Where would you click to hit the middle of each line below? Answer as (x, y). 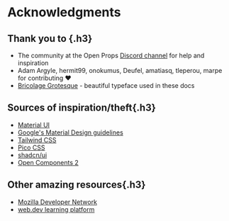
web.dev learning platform (56, 209)
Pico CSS (31, 147)
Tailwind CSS (37, 140)
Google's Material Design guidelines (71, 132)
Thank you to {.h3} (50, 39)
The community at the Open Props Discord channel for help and (111, 55)
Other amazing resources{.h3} (77, 185)
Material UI (34, 125)
